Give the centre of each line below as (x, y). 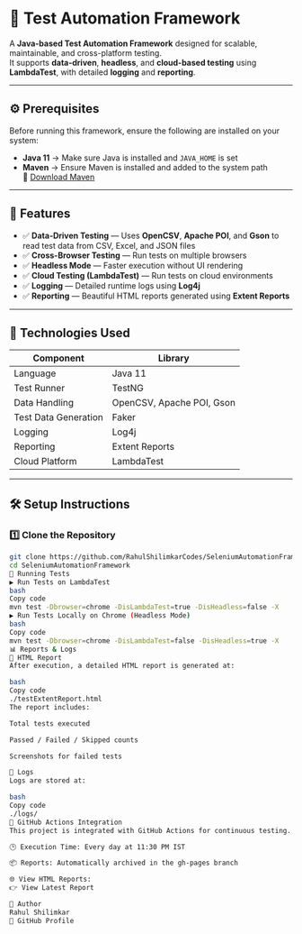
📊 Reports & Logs (43, 649)
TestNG (128, 389)
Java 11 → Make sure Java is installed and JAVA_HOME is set (130, 158)
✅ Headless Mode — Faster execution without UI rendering (133, 265)
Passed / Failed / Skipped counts (74, 740)
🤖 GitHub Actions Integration (66, 822)
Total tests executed (50, 723)
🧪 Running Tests (40, 573)
